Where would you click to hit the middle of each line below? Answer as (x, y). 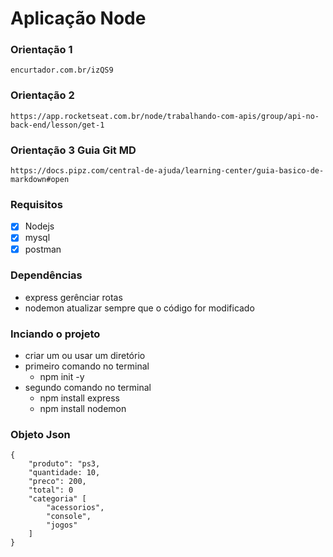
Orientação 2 (42, 95)
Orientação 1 (41, 50)
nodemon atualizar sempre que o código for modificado (139, 308)
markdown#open (40, 180)
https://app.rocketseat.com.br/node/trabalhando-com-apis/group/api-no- (165, 116)
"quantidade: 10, (64, 473)
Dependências (46, 275)
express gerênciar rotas (73, 297)
